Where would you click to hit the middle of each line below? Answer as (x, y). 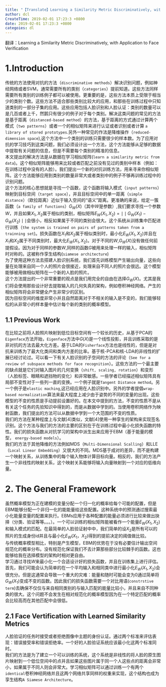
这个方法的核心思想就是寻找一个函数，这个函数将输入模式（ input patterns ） (82, 188)
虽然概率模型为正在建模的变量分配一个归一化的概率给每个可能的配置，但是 (81, 503)
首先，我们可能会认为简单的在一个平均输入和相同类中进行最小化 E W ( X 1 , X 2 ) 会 (83, 568)
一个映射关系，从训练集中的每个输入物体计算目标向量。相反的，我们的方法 (81, 456)
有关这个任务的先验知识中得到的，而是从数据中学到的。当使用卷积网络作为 (81, 407)
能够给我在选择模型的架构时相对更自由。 (46, 555)
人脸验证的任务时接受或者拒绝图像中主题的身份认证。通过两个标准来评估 (79, 637)
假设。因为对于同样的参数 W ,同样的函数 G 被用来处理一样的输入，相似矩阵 (83, 248)
